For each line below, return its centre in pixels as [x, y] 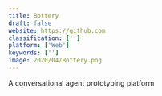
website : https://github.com [57, 30]
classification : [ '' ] [45, 38]
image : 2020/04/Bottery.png [55, 61]
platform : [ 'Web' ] [39, 46]
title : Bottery [34, 16]
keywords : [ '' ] [34, 53]
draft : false [30, 23]
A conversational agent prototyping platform [81, 83]
